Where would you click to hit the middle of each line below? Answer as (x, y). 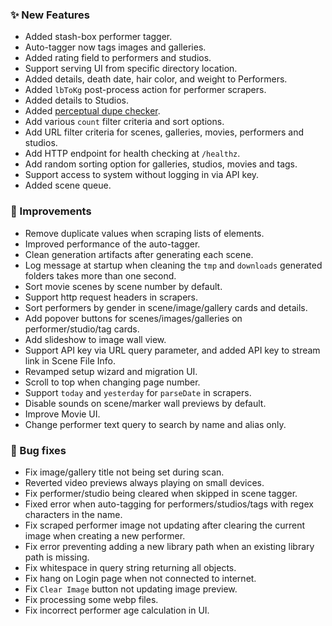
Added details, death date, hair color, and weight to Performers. (156, 79)
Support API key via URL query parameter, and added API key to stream (172, 350)
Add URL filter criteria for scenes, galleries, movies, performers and (164, 132)
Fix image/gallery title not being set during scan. (124, 472)
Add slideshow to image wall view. (95, 339)
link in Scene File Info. (70, 360)
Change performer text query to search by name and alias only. (155, 424)
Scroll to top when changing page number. (112, 382)
